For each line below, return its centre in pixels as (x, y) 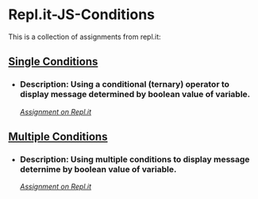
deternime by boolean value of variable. (98, 169)
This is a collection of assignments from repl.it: (85, 37)
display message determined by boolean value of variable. (135, 95)
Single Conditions (53, 62)
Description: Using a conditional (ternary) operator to (125, 84)
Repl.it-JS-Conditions (81, 15)
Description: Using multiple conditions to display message (135, 159)
